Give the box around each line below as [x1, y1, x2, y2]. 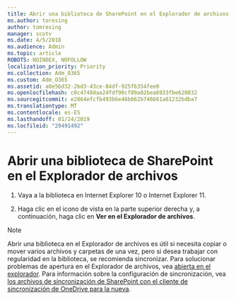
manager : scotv [7, 30, 52, 37]
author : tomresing [7, 23, 61, 30]
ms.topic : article [7, 50, 61, 57]
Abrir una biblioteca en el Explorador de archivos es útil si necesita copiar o [7, 240, 228, 248]
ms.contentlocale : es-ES [7, 109, 81, 116]
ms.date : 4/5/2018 [7, 37, 61, 44]
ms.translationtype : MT [7, 103, 78, 110]
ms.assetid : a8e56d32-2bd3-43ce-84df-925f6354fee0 [7, 83, 160, 90]
